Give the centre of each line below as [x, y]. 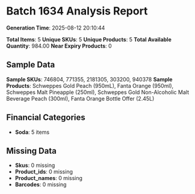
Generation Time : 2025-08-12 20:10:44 [56, 28]
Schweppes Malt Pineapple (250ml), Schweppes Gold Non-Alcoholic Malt [98, 92]
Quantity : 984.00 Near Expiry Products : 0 [59, 46]
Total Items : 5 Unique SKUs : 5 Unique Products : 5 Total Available [89, 39]
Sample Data [31, 65]
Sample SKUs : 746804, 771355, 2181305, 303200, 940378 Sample [89, 79]
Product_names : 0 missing [49, 178]
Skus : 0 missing [35, 165]
